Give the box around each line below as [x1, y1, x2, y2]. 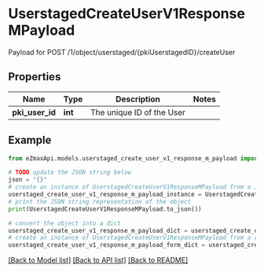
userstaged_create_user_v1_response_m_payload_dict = [8, 226, 189, 234]
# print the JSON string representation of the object [8, 197, 192, 205]
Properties [8, 70, 61, 83]
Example [8, 134, 52, 147]
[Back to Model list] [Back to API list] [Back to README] [8, 255, 189, 265]
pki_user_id [12, 107, 57, 118]
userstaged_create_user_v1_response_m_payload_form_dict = [8, 241, 206, 249]
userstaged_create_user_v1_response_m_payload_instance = [8, 190, 202, 199]
